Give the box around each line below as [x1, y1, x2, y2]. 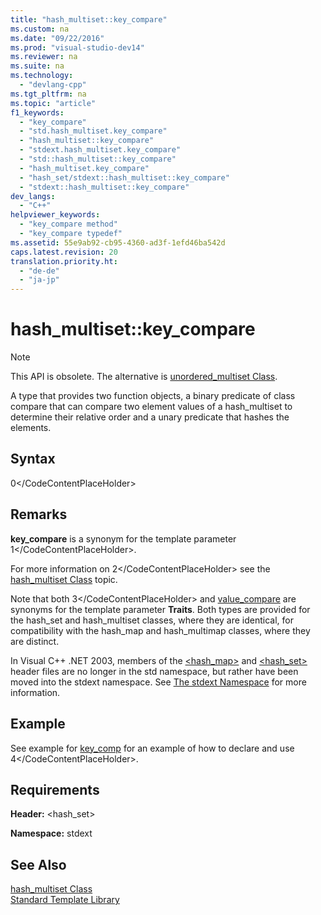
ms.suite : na [10, 61, 65, 71]
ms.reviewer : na [10, 52, 78, 62]
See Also [10, 856, 67, 873]
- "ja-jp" [19, 275, 60, 285]
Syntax [10, 451, 56, 468]
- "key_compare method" [19, 219, 118, 230]
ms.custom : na [10, 24, 70, 34]
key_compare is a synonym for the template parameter [10, 532, 237, 545]
